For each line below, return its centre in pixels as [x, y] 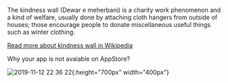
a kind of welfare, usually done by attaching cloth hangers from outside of [112, 17]
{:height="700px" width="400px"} [120, 72]
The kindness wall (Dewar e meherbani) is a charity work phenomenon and [114, 10]
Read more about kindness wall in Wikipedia [70, 45]
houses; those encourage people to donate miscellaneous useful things [109, 25]
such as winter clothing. [41, 32]
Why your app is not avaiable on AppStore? [69, 59]
